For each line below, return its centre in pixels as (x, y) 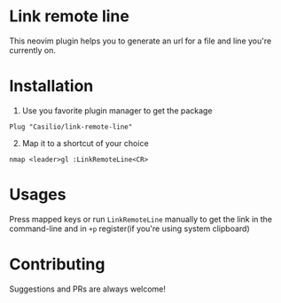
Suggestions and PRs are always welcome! (88, 289)
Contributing (57, 264)
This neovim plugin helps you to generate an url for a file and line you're (140, 41)
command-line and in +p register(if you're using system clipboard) (129, 229)
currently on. (32, 50)
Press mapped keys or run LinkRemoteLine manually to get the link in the (141, 219)
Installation (51, 86)
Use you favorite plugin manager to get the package (117, 110)
